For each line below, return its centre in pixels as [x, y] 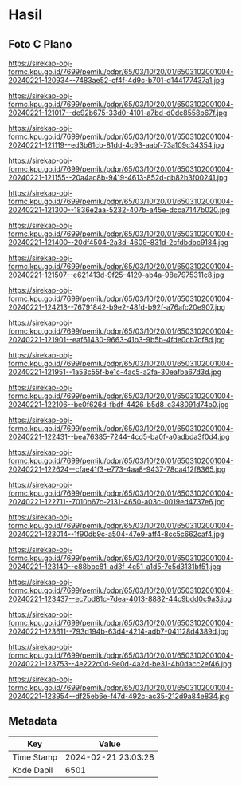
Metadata [33, 721]
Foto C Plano [40, 44]
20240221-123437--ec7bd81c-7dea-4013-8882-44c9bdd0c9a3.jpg [120, 599]
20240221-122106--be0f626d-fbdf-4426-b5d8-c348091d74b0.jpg [119, 404]
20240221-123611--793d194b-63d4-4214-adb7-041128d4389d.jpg [119, 631]
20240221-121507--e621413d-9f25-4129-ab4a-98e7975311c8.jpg [116, 275]
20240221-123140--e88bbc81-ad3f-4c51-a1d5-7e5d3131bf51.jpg [115, 567]
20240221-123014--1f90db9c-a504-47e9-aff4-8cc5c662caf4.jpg [116, 534]
